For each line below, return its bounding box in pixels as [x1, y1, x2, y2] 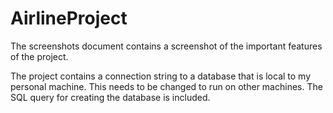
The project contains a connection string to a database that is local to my [10, 70, 312, 82]
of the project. [10, 50, 69, 62]
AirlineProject [10, 7, 128, 30]
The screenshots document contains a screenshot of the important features [10, 40, 323, 52]
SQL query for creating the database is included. [10, 91, 211, 103]
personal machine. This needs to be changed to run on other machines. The [10, 80, 323, 92]
